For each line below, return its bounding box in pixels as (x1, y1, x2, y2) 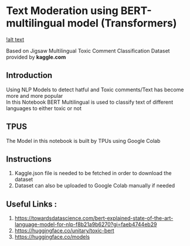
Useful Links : (6, 199, 57, 209)
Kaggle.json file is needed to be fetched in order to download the (14, 170, 172, 177)
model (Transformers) (67, 16, 177, 30)
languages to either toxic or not (6, 104, 82, 112)
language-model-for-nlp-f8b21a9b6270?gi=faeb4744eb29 (14, 221, 157, 228)
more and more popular (6, 92, 63, 99)
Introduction (6, 70, 53, 80)
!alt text (6, 36, 25, 43)
